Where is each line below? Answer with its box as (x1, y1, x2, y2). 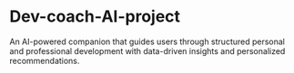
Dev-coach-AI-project (9, 6, 180, 27)
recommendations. (9, 55, 80, 66)
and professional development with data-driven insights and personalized (9, 45, 286, 56)
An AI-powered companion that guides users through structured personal (9, 36, 285, 47)
